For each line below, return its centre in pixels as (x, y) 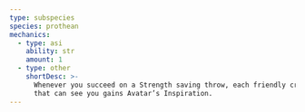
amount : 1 (44, 60)
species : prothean (44, 26)
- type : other (44, 69)
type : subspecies (42, 18)
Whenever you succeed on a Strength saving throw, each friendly (159, 85)
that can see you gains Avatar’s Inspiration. (123, 93)
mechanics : (30, 34)
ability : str (50, 51)
